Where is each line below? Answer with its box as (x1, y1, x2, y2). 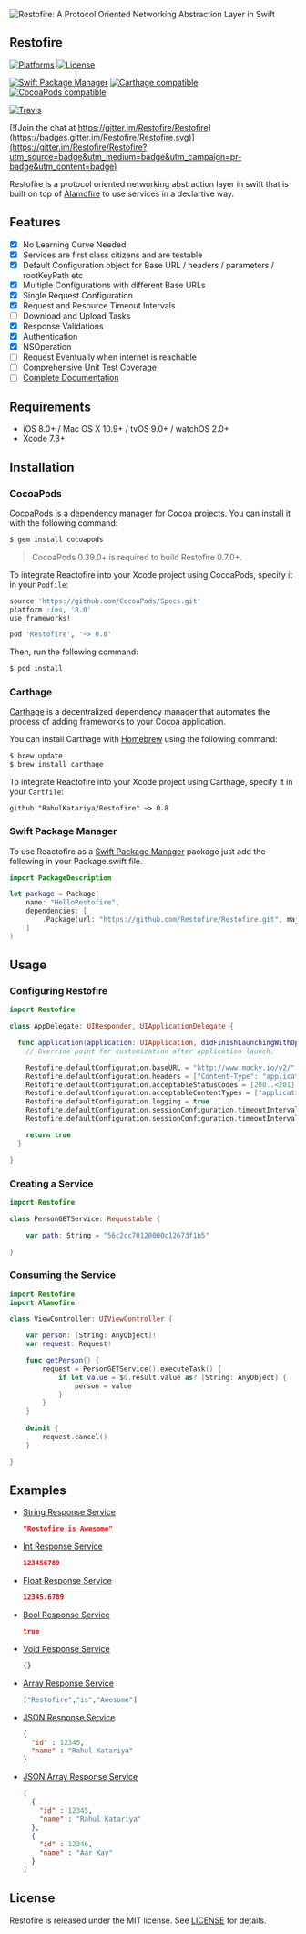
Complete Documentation (22, 372, 119, 383)
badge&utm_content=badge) (9, 161, 117, 172)
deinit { (25, 1424, 59, 1433)
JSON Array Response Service (22, 1772, 138, 1782)
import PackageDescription (9, 873, 112, 883)
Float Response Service (22, 1575, 112, 1586)
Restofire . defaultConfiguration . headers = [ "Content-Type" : (25, 1072, 259, 1081)
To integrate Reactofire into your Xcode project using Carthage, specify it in (9, 777, 293, 788)
